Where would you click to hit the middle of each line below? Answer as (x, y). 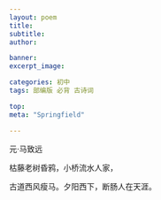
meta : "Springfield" (47, 115)
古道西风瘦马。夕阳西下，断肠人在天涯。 (83, 186)
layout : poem (33, 17)
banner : (23, 58)
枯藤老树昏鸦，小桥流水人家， (63, 167)
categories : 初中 (40, 82)
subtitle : (27, 34)
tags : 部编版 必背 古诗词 (52, 90)
